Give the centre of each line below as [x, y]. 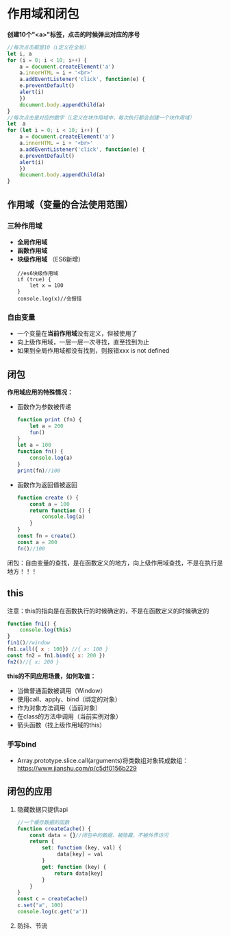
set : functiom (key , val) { [82, 848]
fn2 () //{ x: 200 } [33, 662]
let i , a [20, 54]
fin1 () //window [29, 643]
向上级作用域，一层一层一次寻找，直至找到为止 [83, 342]
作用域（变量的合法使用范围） [70, 204]
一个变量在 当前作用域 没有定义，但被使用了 [77, 334]
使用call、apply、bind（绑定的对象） [69, 699]
